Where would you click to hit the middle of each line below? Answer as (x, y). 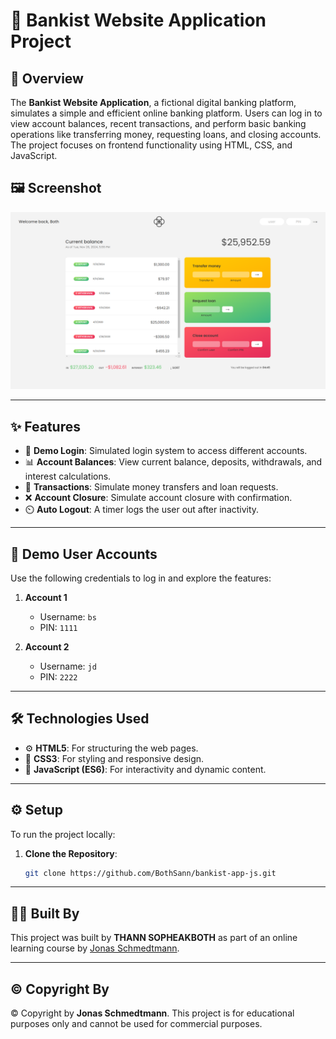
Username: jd (68, 666)
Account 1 (46, 597)
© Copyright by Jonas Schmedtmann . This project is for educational (152, 1013)
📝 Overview (47, 78)
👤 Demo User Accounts (84, 554)
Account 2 (47, 646)
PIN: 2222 (58, 676)
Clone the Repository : (71, 853)
